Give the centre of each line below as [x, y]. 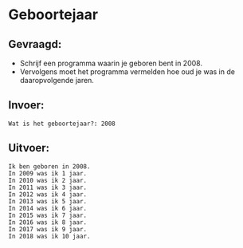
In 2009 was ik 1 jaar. [48, 173]
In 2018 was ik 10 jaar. [49, 236]
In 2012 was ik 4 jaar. [48, 194]
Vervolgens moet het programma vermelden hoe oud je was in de [127, 72]
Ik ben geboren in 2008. [49, 166]
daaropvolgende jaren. [57, 80]
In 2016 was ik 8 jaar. [48, 222]
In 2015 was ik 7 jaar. [48, 215]
